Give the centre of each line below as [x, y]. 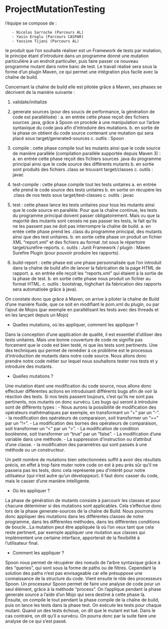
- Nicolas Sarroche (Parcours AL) [48, 32]
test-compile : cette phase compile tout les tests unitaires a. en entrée [84, 184]
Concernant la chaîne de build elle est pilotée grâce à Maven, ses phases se [83, 87]
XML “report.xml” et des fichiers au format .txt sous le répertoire [79, 242]
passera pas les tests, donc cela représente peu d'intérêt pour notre [75, 470]
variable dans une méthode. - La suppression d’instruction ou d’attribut [78, 439]
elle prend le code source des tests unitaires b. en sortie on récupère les [87, 190]
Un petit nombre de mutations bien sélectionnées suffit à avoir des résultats [83, 459]
